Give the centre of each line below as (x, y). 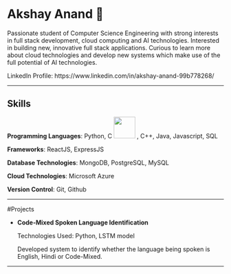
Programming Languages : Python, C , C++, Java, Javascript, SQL (112, 136)
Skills (19, 104)
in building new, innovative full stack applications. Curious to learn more (109, 48)
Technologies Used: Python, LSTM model (76, 235)
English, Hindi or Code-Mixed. (59, 256)
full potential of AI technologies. (52, 62)
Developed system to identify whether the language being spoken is (113, 249)
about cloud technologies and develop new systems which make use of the (114, 55)
